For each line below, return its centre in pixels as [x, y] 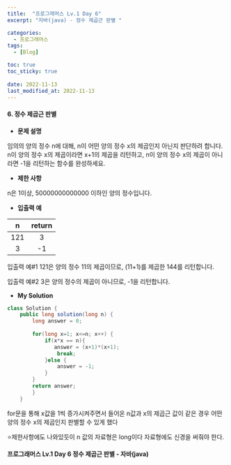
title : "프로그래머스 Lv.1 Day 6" [54, 14]
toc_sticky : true [32, 71]
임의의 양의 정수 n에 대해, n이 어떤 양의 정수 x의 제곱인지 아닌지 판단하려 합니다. [115, 146]
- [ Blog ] [26, 52]
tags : [15, 46]
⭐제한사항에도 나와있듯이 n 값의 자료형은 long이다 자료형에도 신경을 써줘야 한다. [116, 436]
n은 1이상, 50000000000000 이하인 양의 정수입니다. [80, 193]
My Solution [35, 295]
